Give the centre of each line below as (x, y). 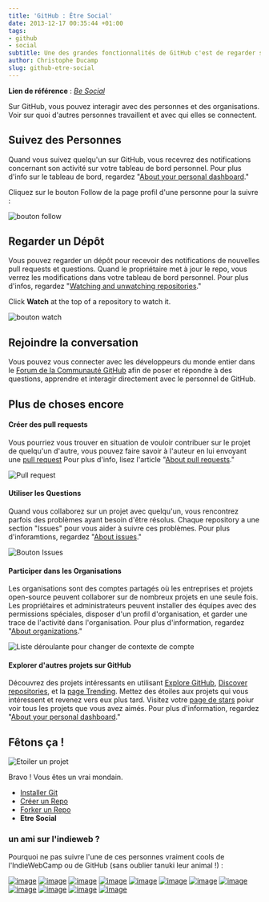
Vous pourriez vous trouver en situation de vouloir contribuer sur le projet (129, 442)
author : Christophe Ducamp (53, 61)
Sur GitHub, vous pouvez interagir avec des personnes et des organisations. (134, 106)
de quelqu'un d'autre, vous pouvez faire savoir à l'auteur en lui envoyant (127, 451)
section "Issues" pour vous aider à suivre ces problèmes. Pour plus (119, 528)
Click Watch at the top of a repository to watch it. (90, 302)
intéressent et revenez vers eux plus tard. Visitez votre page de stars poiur (131, 700)
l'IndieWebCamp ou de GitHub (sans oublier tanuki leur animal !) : (116, 865)
